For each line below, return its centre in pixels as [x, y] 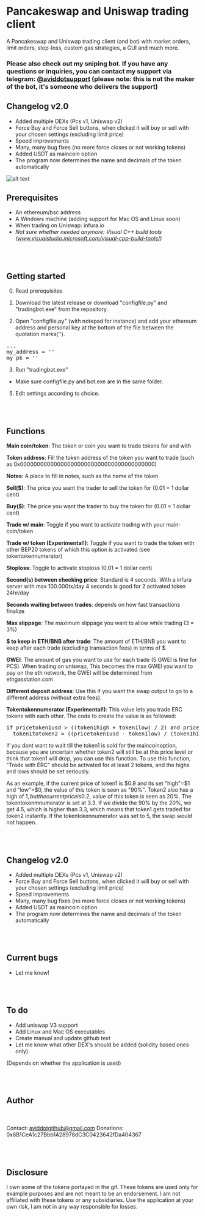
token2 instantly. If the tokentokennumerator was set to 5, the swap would [99, 816]
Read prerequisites [39, 291]
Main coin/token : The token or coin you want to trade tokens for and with [99, 446]
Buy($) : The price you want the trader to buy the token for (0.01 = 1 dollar [99, 506]
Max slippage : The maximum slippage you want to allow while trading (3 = [100, 623]
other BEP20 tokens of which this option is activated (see [78, 550]
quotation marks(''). [40, 334]
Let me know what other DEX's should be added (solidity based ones [102, 1045]
